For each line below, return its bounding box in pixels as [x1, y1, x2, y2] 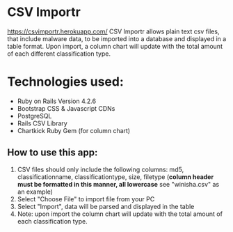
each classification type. [17, 217, 88, 225]
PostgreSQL [17, 111, 52, 120]
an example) [17, 187, 54, 196]
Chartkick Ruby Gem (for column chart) [17, 126, 131, 134]
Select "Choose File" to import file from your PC [17, 194, 155, 203]
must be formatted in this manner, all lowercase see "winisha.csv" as [17, 180, 220, 188]
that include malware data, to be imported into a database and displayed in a [7, 34, 227, 42]
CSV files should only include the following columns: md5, [17, 165, 184, 173]
